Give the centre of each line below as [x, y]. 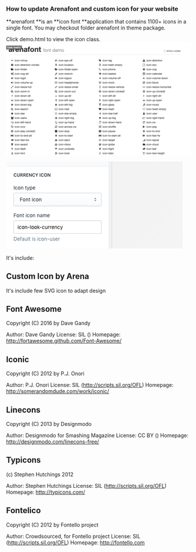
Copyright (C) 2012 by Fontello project [52, 525]
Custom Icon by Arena [48, 277]
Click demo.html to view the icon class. [53, 39]
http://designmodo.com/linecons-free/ [53, 441]
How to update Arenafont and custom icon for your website [92, 9]
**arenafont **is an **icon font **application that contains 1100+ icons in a [96, 22]
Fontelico [23, 510]
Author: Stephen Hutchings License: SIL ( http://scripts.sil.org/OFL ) [87, 485]
